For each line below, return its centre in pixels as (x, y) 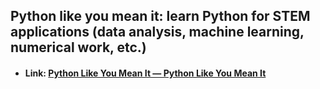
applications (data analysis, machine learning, (157, 32)
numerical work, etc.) (78, 47)
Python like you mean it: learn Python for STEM (160, 16)
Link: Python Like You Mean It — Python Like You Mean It (145, 73)
